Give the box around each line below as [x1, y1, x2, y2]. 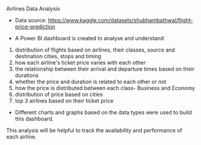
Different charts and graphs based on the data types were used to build [14, 109, 192, 116]
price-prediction [14, 23, 56, 30]
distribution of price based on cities [14, 91, 103, 98]
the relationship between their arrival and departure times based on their [14, 65, 195, 72]
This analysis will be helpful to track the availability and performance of [6, 127, 182, 134]
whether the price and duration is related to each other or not [14, 78, 167, 85]
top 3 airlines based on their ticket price [14, 97, 114, 104]
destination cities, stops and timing [14, 53, 101, 59]
